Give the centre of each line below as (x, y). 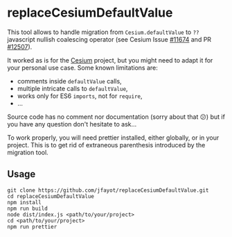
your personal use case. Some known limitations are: (82, 67)
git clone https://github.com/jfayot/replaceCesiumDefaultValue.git (108, 190)
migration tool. (28, 152)
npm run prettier (32, 227)
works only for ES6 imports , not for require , (80, 96)
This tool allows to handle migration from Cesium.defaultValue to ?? (103, 32)
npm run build (28, 209)
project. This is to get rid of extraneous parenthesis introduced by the (106, 145)
